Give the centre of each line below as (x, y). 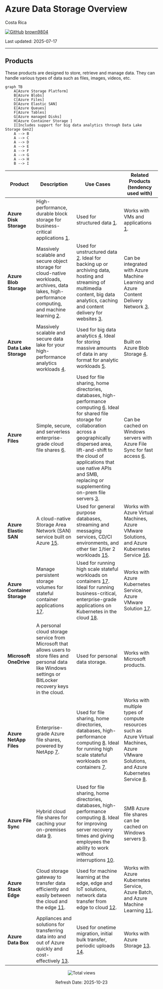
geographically (93, 437)
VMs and (134, 216)
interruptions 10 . (96, 860)
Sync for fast (138, 450)
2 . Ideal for (89, 258)
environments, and (98, 543)
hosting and (90, 276)
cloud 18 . (87, 617)
